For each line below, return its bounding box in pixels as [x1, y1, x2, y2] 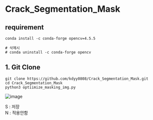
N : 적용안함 [5, 110, 28, 116]
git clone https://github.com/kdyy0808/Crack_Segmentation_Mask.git [5, 76, 149, 81]
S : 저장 [5, 103, 20, 109]
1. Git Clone [5, 63, 41, 72]
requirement [5, 23, 44, 31]
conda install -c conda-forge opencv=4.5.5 [5, 36, 96, 41]
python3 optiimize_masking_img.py [5, 85, 76, 90]
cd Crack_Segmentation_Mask [5, 80, 63, 86]
